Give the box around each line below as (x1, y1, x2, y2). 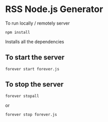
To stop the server (5, 80, 64, 89)
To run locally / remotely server (5, 20, 70, 26)
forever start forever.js (5, 66, 59, 71)
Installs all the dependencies (5, 39, 64, 45)
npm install (5, 30, 30, 35)
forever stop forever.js (5, 112, 57, 117)
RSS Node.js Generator (5, 4, 103, 15)
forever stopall (5, 93, 39, 98)
